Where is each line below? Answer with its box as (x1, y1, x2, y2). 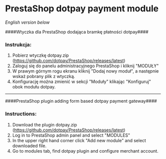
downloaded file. (12, 143, 47, 149)
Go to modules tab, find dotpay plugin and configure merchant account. (12, 148, 159, 154)
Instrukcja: (5, 41, 32, 48)
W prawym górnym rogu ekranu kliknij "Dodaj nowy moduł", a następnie (12, 68, 159, 74)
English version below (5, 19, 50, 25)
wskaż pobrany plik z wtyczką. (12, 74, 76, 79)
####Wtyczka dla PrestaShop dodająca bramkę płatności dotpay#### (5, 29, 149, 35)
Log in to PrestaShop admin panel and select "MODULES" (12, 132, 130, 138)
